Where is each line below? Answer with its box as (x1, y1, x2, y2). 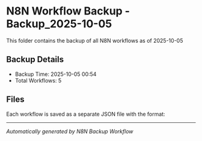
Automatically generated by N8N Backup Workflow (6, 128, 133, 135)
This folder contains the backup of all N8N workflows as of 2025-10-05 (6, 37, 183, 44)
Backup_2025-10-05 (6, 17, 112, 31)
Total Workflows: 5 (14, 77, 62, 84)
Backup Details (6, 54, 64, 64)
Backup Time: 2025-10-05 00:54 (14, 70, 97, 78)
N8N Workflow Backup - (6, 4, 130, 18)
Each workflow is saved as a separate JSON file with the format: (6, 110, 165, 117)
